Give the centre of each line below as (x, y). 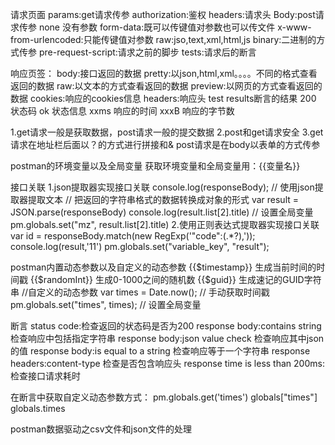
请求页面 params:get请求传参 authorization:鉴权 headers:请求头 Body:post (163, 14)
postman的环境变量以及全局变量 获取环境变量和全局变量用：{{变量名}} (155, 166)
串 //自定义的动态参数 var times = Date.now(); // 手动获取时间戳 (140, 292)
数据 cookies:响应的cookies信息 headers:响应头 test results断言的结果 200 (163, 98)
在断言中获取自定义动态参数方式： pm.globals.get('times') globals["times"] (164, 397)
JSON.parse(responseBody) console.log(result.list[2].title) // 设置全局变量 (162, 212)
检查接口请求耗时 (45, 376)
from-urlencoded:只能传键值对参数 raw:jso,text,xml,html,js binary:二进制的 (163, 39)
